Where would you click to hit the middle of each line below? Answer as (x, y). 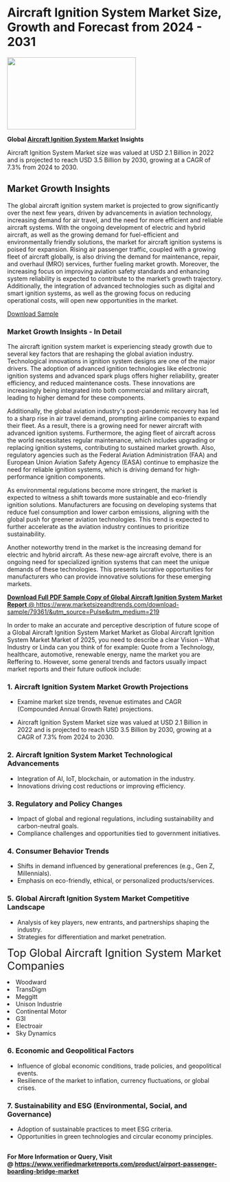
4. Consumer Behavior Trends (58, 851)
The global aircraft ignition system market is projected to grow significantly (113, 205)
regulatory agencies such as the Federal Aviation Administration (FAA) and (112, 455)
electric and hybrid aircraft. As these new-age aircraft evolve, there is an (110, 555)
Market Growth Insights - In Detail (65, 332)
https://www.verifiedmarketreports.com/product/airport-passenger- (116, 1163)
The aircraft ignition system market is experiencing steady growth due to (110, 347)
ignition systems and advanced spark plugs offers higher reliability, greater (113, 376)
